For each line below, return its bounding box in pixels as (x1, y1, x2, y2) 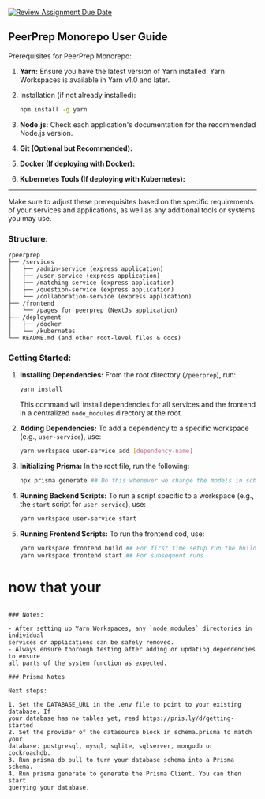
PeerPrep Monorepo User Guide (8, 30, 168, 43)
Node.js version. (19, 128, 73, 137)
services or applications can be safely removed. (8, 639, 175, 647)
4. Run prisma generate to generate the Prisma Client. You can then (8, 770, 242, 778)
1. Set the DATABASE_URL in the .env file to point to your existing (8, 701, 242, 709)
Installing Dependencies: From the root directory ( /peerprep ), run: (19, 370, 237, 380)
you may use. (8, 213, 52, 223)
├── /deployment (8, 313, 62, 321)
